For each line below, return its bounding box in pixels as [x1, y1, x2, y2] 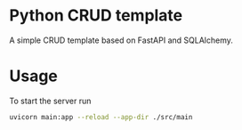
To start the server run [9, 95, 92, 106]
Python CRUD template [9, 5, 183, 26]
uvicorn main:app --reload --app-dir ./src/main [9, 112, 193, 121]
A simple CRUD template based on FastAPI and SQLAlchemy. [9, 35, 234, 45]
